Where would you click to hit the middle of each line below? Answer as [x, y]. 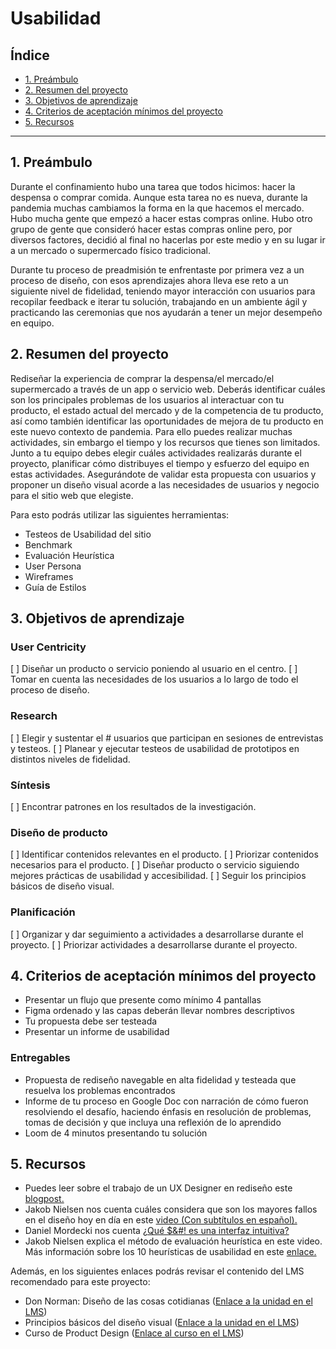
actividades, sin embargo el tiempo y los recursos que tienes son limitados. [165, 442]
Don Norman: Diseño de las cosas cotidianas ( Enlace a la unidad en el [168, 1301]
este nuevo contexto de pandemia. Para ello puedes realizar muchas [151, 431]
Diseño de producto [59, 832]
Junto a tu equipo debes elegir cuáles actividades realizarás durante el [156, 453]
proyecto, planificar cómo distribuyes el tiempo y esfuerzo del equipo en [160, 463]
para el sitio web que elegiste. [72, 495]
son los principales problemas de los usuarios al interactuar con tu [147, 399]
